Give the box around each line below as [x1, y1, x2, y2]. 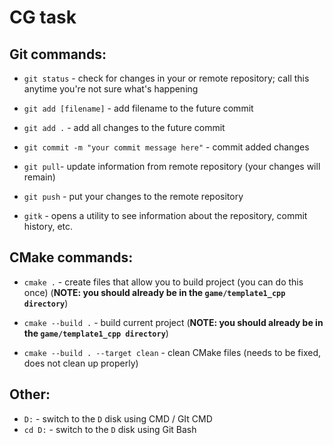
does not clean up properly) [23, 357, 139, 369]
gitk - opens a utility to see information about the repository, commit [23, 210, 308, 221]
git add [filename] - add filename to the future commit [23, 102, 254, 114]
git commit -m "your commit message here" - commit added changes [23, 141, 310, 153]
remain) [23, 171, 56, 183]
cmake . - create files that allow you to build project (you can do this [23, 276, 304, 288]
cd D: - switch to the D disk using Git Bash [23, 423, 197, 435]
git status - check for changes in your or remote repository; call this [23, 72, 310, 84]
